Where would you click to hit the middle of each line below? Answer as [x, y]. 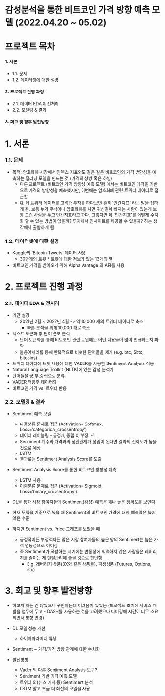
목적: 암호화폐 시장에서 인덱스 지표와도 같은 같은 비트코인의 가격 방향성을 [82, 172]
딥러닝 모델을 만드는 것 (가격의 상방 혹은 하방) [69, 178]
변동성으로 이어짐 [41, 545]
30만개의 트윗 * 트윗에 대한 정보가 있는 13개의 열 [66, 259]
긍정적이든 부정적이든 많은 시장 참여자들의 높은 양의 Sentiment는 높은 [86, 539]
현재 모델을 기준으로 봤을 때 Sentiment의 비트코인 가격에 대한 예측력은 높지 [84, 512]
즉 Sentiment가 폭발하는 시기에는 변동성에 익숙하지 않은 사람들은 [82, 551]
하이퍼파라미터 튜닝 [38, 638]
